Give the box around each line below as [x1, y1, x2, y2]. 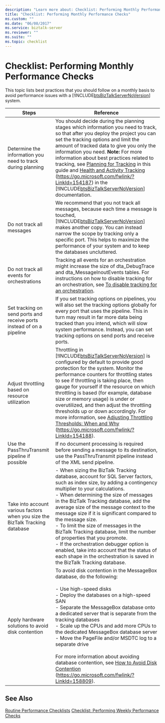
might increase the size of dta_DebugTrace [55, 263, 155, 270]
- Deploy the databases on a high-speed [55, 591, 151, 598]
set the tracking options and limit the [55, 136, 139, 143]
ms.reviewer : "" [5, 30, 38, 35]
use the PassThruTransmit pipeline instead [55, 452, 153, 459]
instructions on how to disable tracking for [55, 275, 153, 282]
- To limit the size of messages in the [55, 522, 141, 529]
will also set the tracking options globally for [55, 301, 157, 308]
